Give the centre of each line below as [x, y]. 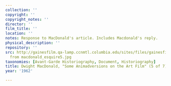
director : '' [19, 24]
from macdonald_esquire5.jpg [41, 57]
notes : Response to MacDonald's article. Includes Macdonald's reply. [82, 38]
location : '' [19, 33]
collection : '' [21, 10]
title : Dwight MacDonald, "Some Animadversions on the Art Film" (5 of [83, 66]
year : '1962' [19, 71]
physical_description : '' [33, 43]
